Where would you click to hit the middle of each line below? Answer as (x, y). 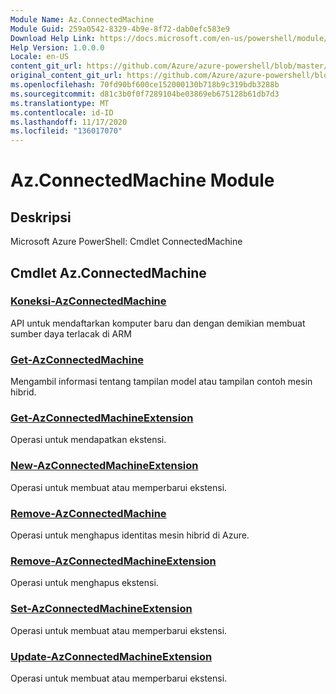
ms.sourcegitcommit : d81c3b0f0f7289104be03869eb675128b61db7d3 (145, 94)
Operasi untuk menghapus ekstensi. (84, 583)
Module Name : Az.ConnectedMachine (82, 19)
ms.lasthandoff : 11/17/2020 (69, 122)
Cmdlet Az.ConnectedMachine (108, 272)
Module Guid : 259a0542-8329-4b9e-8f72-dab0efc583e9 (120, 29)
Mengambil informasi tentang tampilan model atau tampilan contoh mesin (161, 382)
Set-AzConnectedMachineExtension (101, 609)
